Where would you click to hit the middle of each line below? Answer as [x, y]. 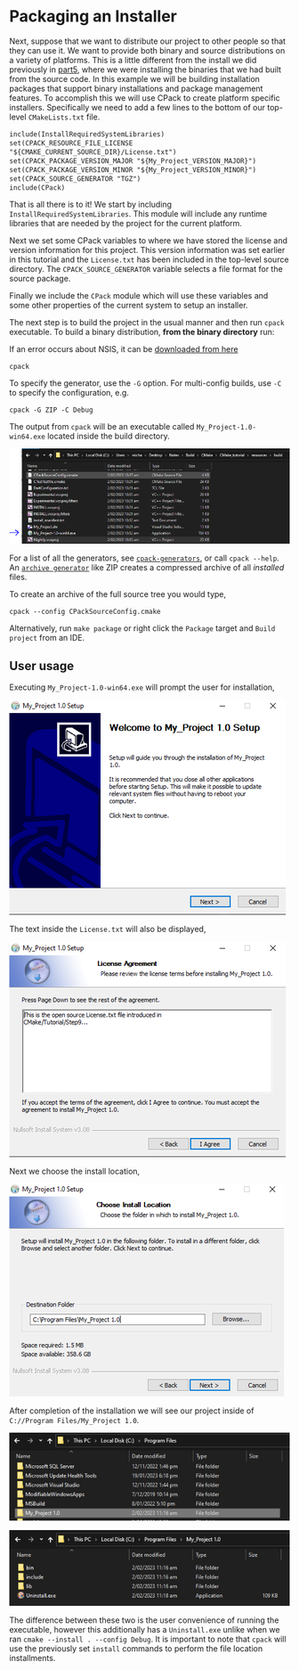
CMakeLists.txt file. [64, 117]
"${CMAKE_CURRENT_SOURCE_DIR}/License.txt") [93, 152]
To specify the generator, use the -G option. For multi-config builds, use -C [145, 383]
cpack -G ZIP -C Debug [51, 410]
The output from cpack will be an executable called [102, 426]
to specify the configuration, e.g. [69, 392]
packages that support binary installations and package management [136, 88]
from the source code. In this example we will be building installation [135, 78]
